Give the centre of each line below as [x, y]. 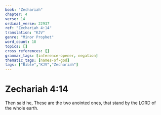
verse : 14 [15, 19]
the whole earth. [22, 108]
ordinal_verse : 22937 [27, 23]
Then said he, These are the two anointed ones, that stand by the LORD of [80, 103]
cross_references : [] [27, 51]
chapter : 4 [16, 14]
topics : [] [16, 46]
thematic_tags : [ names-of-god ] [37, 60]
